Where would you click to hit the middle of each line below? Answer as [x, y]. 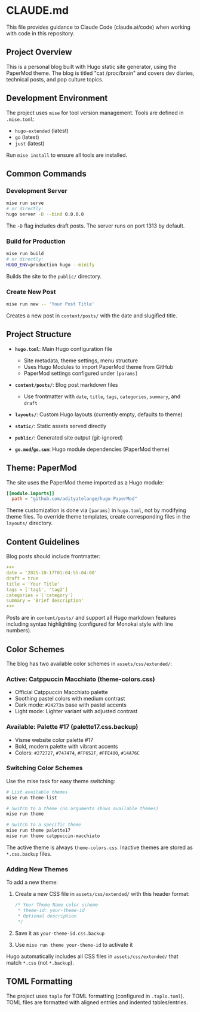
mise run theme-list [32, 798]
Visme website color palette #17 [54, 740]
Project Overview [39, 52]
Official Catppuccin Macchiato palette [61, 692]
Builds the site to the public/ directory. [54, 276]
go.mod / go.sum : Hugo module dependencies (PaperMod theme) [92, 449]
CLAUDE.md [38, 10]
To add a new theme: [32, 882]
